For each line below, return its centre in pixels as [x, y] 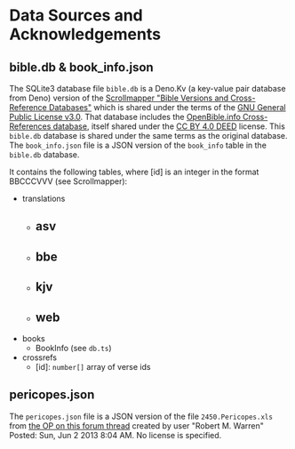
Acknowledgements [85, 34]
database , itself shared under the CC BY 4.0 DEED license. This [169, 126]
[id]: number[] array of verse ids [93, 366]
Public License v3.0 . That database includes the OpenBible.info [125, 117]
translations [44, 198]
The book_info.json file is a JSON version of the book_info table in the [138, 145]
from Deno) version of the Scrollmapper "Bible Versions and [119, 98]
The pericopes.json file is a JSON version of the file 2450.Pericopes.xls [141, 416]
